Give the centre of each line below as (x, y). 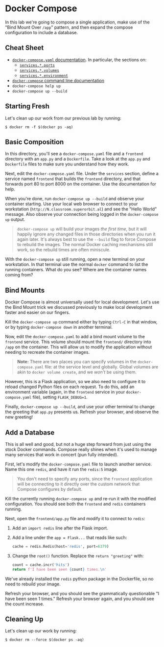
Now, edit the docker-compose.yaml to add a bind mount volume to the (75, 337)
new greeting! (19, 417)
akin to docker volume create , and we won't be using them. (77, 372)
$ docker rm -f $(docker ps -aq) (39, 127)
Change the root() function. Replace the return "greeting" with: (78, 555)
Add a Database (30, 432)
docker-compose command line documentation (58, 80)
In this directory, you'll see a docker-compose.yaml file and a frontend (74, 154)
